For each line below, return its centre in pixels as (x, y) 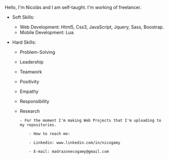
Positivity (29, 82)
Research (30, 111)
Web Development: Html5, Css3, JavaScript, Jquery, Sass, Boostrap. (92, 27)
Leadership (32, 62)
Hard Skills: (24, 42)
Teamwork (31, 72)
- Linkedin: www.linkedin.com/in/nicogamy (75, 143)
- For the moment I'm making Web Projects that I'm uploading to (90, 120)
